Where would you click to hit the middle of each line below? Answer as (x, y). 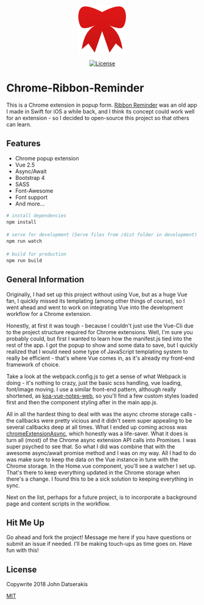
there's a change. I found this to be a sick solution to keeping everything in (100, 479)
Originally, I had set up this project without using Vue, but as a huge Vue (97, 294)
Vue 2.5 (25, 165)
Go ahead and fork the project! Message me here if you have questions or (99, 537)
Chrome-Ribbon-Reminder (75, 88)
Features (23, 144)
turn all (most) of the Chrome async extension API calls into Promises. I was (101, 440)
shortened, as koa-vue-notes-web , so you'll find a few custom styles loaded (102, 396)
